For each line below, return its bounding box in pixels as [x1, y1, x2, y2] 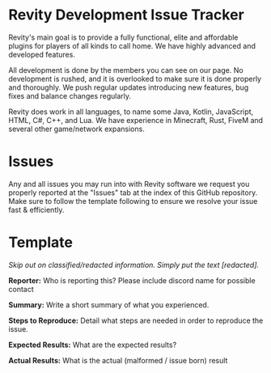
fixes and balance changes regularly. [8, 91, 132, 100]
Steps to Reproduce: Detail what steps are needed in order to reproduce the [8, 316, 264, 325]
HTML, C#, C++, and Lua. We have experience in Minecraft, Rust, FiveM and [8, 115, 264, 125]
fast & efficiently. [8, 205, 65, 214]
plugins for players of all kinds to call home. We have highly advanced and [8, 40, 256, 50]
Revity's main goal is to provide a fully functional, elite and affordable [8, 32, 239, 42]
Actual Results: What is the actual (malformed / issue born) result [8, 355, 228, 365]
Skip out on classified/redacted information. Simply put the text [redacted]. [8, 260, 260, 269]
